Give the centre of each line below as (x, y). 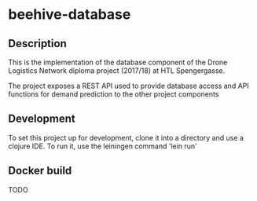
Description (37, 44)
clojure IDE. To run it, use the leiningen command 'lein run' (103, 146)
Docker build (40, 171)
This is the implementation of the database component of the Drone (118, 62)
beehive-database (70, 15)
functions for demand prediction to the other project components (114, 94)
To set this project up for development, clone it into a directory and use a (126, 137)
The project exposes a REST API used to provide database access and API (128, 86)
